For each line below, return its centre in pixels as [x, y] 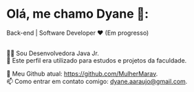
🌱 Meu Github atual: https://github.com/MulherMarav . [82, 74]
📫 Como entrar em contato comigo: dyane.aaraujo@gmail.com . [97, 81]
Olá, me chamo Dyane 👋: [78, 14]
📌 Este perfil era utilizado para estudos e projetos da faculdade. [97, 60]
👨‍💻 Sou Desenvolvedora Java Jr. [53, 53]
